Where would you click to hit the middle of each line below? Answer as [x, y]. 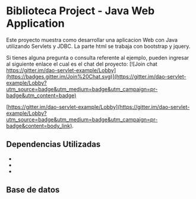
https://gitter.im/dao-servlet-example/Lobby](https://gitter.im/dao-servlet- [99, 107]
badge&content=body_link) [39, 126]
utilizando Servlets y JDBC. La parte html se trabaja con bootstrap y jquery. [98, 46]
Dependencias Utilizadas [53, 144]
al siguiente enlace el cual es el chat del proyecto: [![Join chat [82, 64]
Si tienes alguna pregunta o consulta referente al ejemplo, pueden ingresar [98, 57]
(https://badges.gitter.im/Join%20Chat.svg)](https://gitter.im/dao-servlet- [96, 76]
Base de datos [33, 190]
